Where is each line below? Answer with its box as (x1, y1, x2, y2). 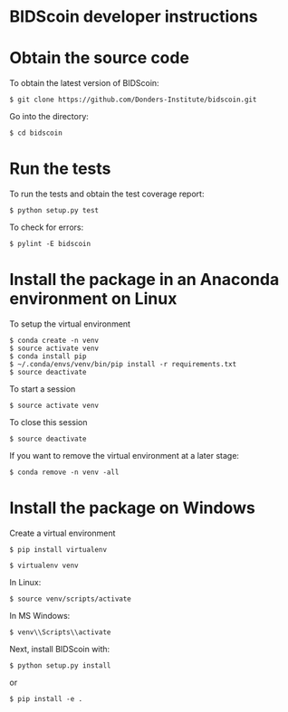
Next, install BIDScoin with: (9, 643, 110, 654)
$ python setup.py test (9, 206, 100, 215)
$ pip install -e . (9, 694, 83, 703)
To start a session (9, 384, 76, 394)
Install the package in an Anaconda (9, 270, 280, 290)
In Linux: (9, 576, 42, 587)
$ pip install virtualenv (9, 545, 107, 554)
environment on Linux (9, 289, 178, 309)
